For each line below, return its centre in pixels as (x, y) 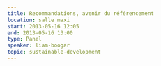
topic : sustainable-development (54, 52)
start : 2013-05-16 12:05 (43, 26)
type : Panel (24, 39)
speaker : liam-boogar (39, 45)
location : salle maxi (39, 20)
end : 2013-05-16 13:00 (40, 33)
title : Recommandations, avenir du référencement (81, 13)
